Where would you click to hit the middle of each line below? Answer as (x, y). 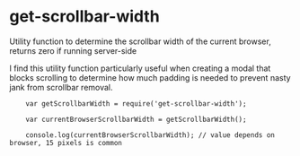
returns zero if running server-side (73, 50)
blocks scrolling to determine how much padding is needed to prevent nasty (150, 77)
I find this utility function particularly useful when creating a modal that (140, 68)
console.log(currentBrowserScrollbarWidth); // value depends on (150, 135)
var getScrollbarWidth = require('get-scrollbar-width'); (136, 104)
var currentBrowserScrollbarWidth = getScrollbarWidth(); (136, 119)
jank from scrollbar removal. (62, 87)
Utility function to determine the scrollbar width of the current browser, (140, 41)
